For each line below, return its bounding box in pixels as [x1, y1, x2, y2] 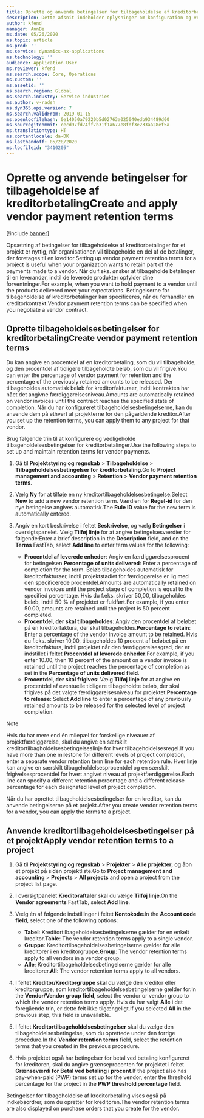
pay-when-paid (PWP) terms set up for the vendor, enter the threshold [15, 1074, 192, 1081]
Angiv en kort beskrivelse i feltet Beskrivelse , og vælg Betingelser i [15, 522, 185, 530]
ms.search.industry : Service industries [6, 94, 110, 100]
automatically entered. [15, 510, 72, 517]
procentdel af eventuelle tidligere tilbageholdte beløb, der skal [24, 682, 180, 690]
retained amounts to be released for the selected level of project [24, 702, 185, 709]
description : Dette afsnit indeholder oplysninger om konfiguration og [6, 15, 191, 21]
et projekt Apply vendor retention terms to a [6, 835, 174, 846]
